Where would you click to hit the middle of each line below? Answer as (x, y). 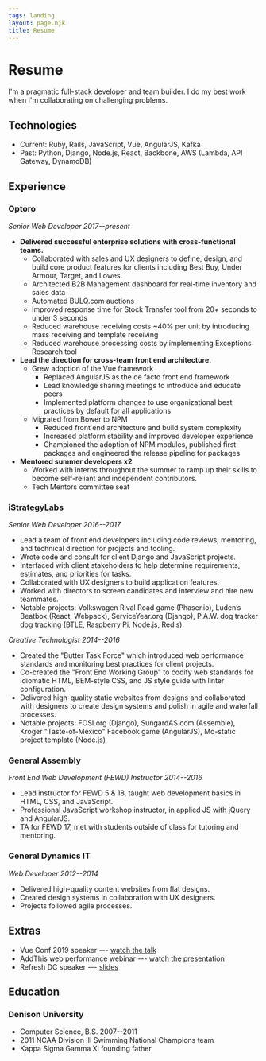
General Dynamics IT (50, 856)
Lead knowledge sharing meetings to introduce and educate (142, 385)
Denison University (46, 1014)
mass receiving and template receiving (95, 334)
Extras (25, 931)
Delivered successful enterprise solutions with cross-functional (127, 241)
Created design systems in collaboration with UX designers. (118, 897)
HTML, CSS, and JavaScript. (66, 802)
